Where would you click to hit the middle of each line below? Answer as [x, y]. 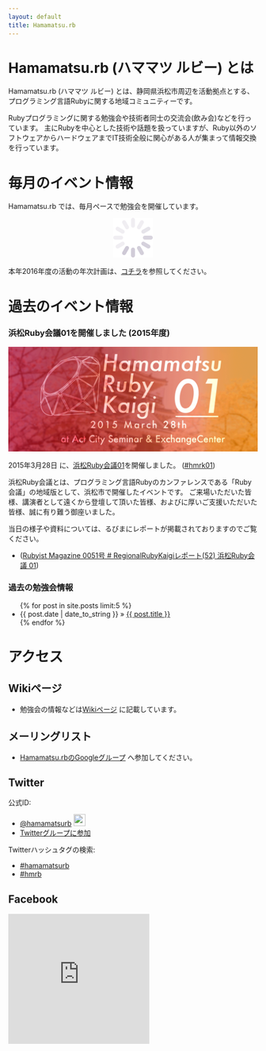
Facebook [33, 899]
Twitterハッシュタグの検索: [52, 850]
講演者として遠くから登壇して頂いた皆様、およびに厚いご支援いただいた [140, 502]
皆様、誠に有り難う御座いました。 [64, 511]
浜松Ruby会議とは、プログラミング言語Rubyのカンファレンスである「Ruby [130, 482]
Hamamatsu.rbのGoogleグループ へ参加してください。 [108, 757]
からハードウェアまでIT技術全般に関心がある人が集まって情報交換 [150, 138]
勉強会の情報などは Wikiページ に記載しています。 [100, 709]
